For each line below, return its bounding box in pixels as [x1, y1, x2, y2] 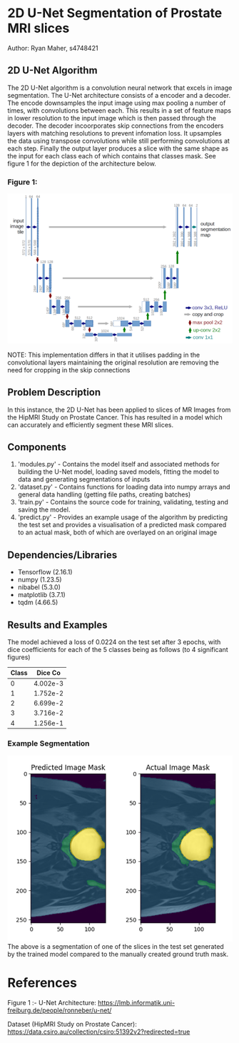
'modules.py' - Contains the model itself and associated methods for [17, 460, 220, 469]
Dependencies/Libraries [7, 549, 118, 561]
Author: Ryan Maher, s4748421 [7, 44, 98, 52]
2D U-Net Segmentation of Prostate [7, 5, 223, 21]
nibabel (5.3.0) [17, 583, 61, 591]
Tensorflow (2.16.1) [17, 568, 73, 576]
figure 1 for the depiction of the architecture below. [7, 159, 157, 168]
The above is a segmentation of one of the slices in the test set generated [7, 942, 225, 951]
